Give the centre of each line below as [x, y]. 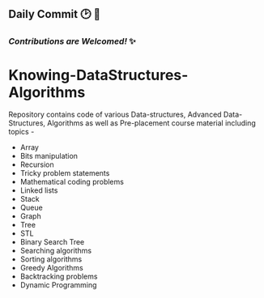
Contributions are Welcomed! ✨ [72, 41]
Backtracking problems [59, 277]
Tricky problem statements [65, 173]
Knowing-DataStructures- [98, 75]
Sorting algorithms [51, 259]
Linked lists [39, 190]
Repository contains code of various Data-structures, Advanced [115, 115]
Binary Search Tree [52, 242]
